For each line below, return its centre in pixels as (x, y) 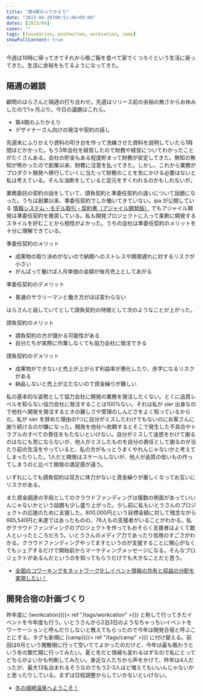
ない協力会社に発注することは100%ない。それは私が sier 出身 (109, 404)
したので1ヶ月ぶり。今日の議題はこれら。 (58, 109)
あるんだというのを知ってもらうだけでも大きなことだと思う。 (109, 558)
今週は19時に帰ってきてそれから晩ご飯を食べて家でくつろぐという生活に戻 (99, 58)
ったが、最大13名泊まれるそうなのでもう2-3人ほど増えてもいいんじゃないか (100, 667)
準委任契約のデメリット (35, 284)
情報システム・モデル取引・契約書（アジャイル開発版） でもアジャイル (100, 208)
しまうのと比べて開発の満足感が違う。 (59, 464)
